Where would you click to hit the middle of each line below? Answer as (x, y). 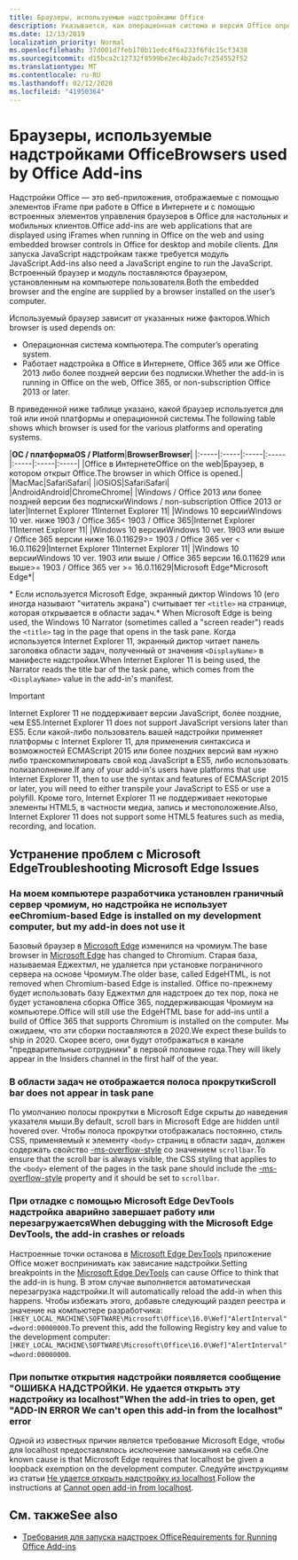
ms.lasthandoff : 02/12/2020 (61, 83)
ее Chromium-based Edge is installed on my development (135, 916)
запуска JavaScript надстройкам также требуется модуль (119, 254)
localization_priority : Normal (67, 42)
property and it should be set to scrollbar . (142, 1178)
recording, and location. (53, 826)
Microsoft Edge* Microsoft (221, 567)
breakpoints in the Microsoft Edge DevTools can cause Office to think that (144, 1272)
